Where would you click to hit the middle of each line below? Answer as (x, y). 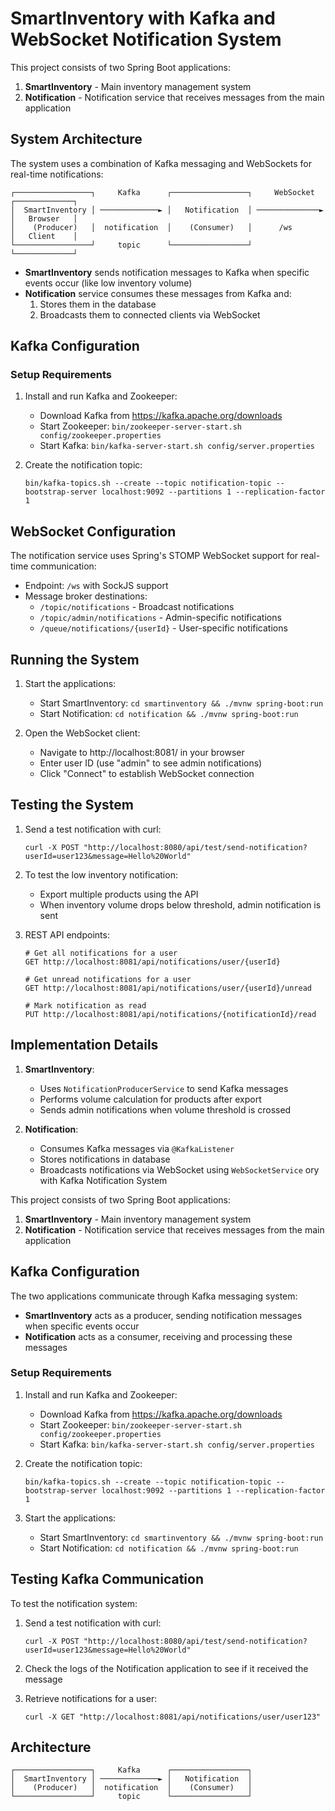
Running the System (75, 659)
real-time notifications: (57, 174)
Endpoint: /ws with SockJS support (96, 586)
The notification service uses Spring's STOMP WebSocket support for (154, 556)
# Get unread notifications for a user (108, 979)
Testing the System (72, 805)
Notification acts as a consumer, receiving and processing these (158, 1336)
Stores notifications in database (105, 1159)
